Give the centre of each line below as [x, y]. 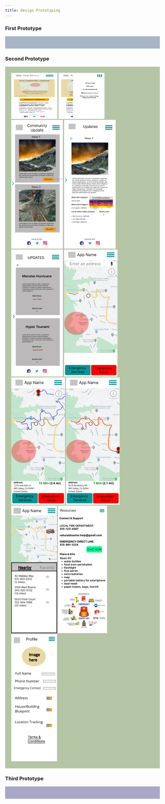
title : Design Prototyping [33, 10]
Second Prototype [27, 59]
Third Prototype [25, 778]
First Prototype [23, 28]
